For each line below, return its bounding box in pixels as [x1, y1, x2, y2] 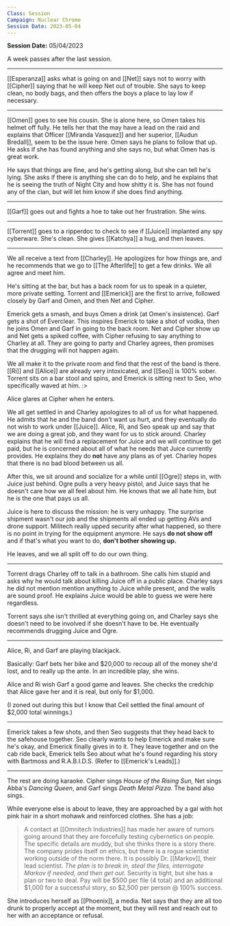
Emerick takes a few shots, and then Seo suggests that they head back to [7, 728, 214, 736]
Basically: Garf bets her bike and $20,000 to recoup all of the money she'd [7, 660, 218, 668]
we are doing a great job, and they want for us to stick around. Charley [7, 430, 207, 438]
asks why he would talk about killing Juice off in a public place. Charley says [7, 577, 223, 585]
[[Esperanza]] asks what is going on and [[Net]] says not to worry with [7, 75, 206, 83]
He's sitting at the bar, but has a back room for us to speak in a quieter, [7, 282, 207, 290]
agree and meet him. [7, 269, 66, 277]
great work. [7, 152, 40, 161]
